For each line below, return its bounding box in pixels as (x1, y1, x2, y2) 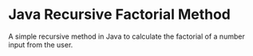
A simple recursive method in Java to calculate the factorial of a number (8, 32, 245, 41)
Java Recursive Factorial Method (8, 6, 231, 24)
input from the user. (8, 39, 73, 49)
